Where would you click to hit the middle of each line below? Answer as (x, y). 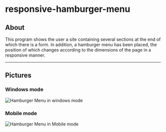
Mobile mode (21, 113)
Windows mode (24, 89)
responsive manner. (25, 55)
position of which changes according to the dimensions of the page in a (78, 50)
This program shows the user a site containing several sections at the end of (83, 39)
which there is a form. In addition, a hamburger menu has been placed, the (81, 45)
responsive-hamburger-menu (68, 9)
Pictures (18, 75)
